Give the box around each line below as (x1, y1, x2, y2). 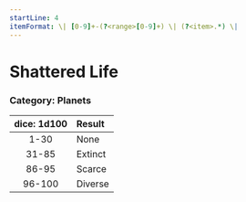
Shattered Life (9, 61, 118, 82)
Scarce (76, 162, 108, 175)
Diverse (76, 177, 109, 190)
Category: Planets (9, 93, 92, 106)
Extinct (76, 147, 107, 160)
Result (76, 117, 105, 130)
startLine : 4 (9, 13, 59, 23)
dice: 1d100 (14, 117, 68, 130)
